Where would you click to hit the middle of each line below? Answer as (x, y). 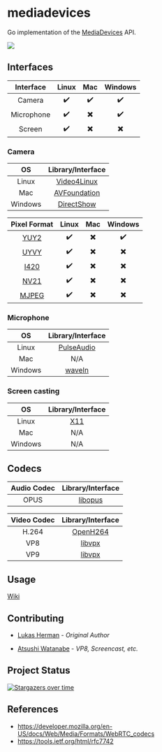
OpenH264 (91, 532)
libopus (91, 500)
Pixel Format (32, 224)
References (33, 710)
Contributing (36, 618)
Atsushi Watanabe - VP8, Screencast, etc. (78, 649)
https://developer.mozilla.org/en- (65, 726)
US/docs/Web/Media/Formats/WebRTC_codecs (86, 733)
